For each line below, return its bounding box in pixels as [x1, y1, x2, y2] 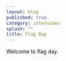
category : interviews [6, 20, 61, 26]
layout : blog [6, 8, 39, 15]
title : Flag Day [6, 31, 47, 37]
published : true [6, 14, 47, 21]
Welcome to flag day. [6, 48, 59, 55]
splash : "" [6, 25, 34, 32]
